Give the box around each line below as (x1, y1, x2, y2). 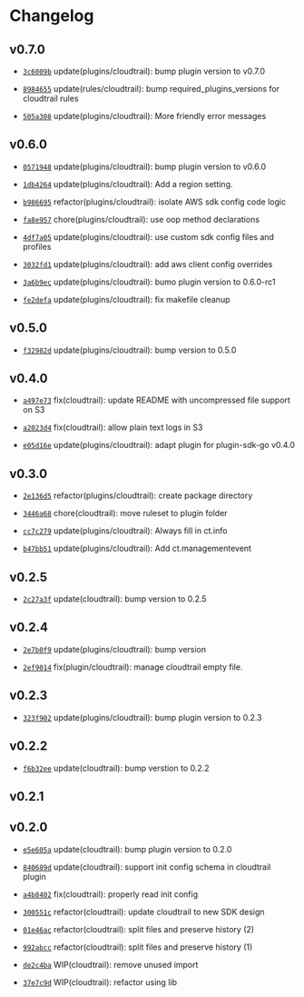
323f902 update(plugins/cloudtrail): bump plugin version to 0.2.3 (22, 712, 262, 723)
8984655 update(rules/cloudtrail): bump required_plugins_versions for (22, 84, 279, 94)
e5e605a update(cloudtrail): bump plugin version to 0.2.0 (22, 843, 232, 854)
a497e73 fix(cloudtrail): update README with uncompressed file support (22, 394, 290, 405)
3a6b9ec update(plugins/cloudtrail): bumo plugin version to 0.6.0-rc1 (22, 276, 276, 287)
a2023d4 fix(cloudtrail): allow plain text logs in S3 (22, 422, 203, 433)
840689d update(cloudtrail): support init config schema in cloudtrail (22, 861, 271, 872)
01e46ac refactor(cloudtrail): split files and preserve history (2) (22, 923, 255, 934)
